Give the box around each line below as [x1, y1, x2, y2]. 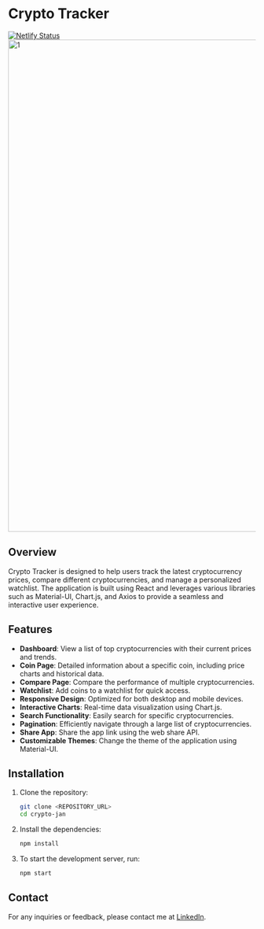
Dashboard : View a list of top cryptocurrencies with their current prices [19, 643, 251, 653]
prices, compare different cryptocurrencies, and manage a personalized [8, 575, 242, 584]
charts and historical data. [19, 668, 104, 678]
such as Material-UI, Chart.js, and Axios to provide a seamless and [8, 591, 224, 601]
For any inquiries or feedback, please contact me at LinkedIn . [8, 912, 207, 921]
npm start [19, 869, 53, 877]
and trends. [19, 652, 57, 661]
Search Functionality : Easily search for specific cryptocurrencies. [19, 710, 234, 720]
